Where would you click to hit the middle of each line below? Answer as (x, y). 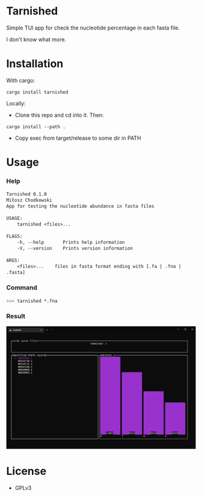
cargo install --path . (36, 127)
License (26, 471)
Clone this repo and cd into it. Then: (59, 115)
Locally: (16, 103)
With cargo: (21, 80)
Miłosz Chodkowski (29, 200)
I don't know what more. (36, 39)
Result (16, 316)
